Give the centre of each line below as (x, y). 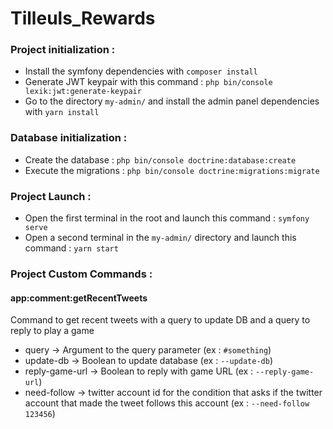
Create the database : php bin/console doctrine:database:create (160, 159)
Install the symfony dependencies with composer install (141, 71)
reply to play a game (52, 331)
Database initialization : (69, 138)
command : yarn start (71, 248)
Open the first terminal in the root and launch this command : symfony (167, 218)
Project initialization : (63, 50)
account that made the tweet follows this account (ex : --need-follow (167, 403)
